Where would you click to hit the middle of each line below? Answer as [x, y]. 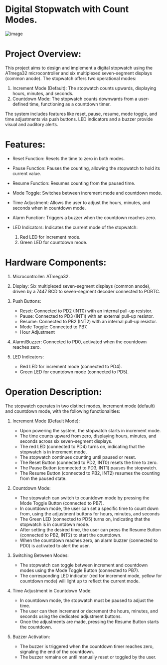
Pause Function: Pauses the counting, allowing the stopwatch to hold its [86, 168]
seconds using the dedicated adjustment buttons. [71, 616]
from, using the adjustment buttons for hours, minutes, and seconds [90, 513]
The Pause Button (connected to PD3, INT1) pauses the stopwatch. [88, 468]
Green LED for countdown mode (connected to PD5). [74, 372]
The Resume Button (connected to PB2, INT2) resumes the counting [90, 473]
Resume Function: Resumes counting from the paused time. [74, 183]
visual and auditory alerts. [32, 124]
